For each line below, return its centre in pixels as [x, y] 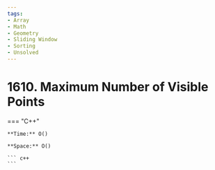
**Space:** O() [29, 146]
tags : [15, 14]
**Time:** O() [28, 134]
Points [26, 102]
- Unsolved [23, 53]
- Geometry [23, 33]
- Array [18, 20]
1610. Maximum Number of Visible [108, 87]
